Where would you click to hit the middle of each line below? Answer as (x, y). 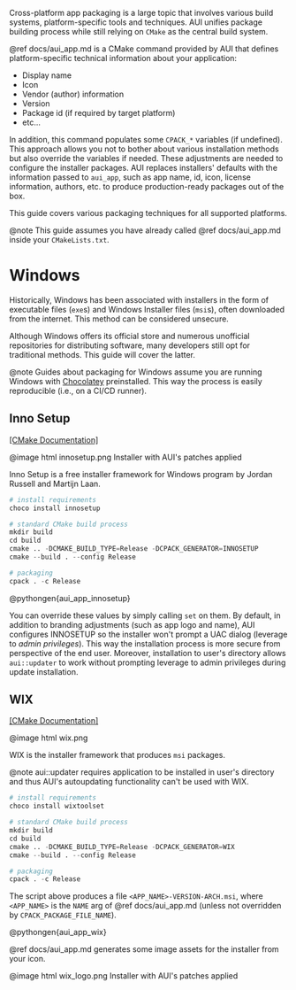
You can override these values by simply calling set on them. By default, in (145, 615)
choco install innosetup (55, 508)
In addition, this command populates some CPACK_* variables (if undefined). (146, 139)
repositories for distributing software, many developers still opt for (129, 345)
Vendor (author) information (73, 94)
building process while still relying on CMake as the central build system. (139, 31)
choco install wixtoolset (57, 806)
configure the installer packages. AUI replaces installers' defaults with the (144, 168)
